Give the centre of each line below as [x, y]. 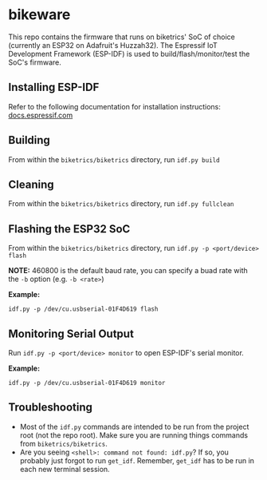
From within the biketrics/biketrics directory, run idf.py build [114, 159]
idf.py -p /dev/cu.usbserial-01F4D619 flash [83, 309]
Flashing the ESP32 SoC [69, 229]
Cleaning [31, 184]
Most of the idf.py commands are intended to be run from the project [134, 426]
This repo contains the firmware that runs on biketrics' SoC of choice [122, 37]
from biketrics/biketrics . [63, 443]
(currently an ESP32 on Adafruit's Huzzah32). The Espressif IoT [113, 45]
